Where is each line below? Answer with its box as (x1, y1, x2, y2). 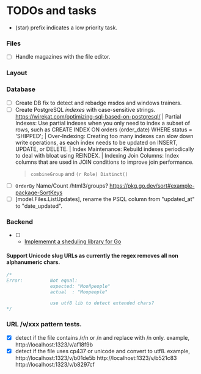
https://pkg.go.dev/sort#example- (109, 182, 195, 189)
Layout (6, 68, 27, 77)
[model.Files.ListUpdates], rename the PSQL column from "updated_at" (15, 195, 195, 202)
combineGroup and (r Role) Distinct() (30, 170, 128, 177)
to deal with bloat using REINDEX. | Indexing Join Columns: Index (15, 152, 179, 159)
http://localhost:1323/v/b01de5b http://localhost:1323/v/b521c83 (15, 354, 177, 361)
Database (6, 85, 35, 94)
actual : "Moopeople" (49, 288, 108, 295)
